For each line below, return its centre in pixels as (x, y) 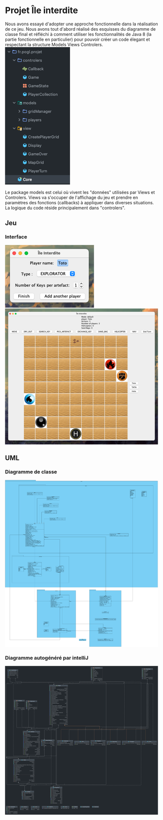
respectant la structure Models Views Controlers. (54, 44)
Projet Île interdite (42, 10)
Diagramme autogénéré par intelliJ (47, 658)
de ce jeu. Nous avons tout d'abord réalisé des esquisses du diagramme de (81, 29)
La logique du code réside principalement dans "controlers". (65, 208)
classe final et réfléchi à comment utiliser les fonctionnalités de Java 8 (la (78, 34)
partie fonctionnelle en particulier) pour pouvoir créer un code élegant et (78, 39)
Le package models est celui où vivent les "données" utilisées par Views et (80, 192)
